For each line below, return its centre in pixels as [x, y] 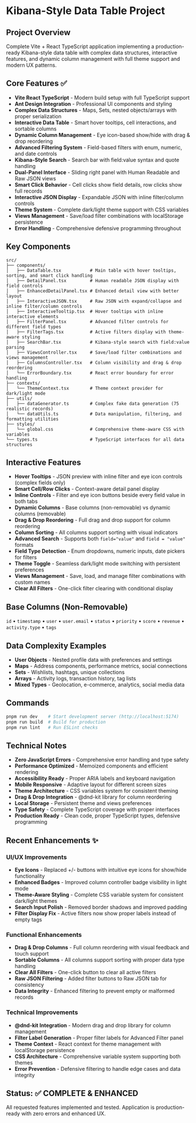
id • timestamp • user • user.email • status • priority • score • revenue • [95, 621]
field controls [25, 286]
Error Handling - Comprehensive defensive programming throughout [98, 228]
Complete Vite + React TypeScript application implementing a [80, 46]
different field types [34, 327]
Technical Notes [37, 746]
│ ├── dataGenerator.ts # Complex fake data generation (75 [93, 403]
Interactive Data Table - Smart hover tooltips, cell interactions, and [95, 122]
